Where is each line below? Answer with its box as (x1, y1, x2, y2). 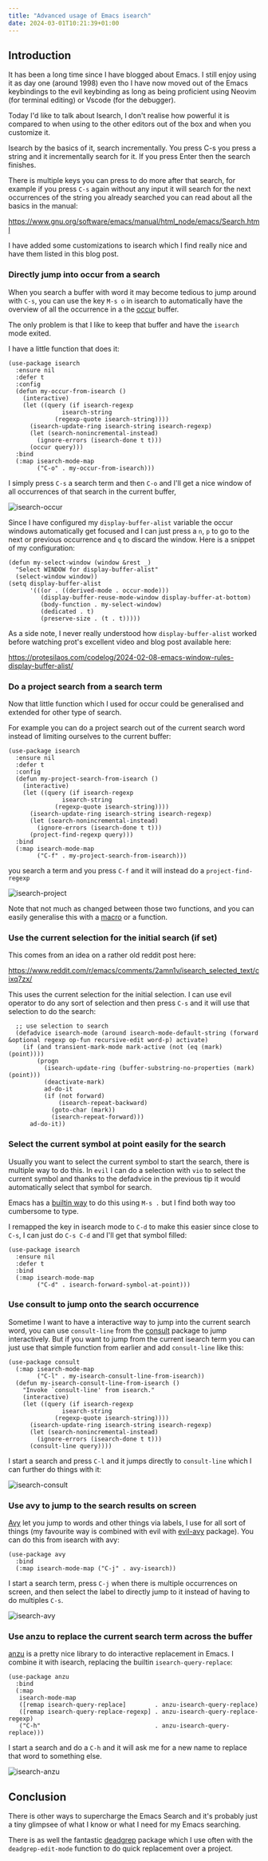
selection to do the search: (8, 1007, 97, 1016)
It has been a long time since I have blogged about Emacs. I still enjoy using (8, 70, 257, 80)
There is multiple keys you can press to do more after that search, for (8, 176, 236, 185)
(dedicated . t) (40, 607, 94, 615)
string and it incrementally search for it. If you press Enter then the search (8, 152, 251, 161)
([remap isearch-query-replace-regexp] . (18, 1708, 159, 1716)
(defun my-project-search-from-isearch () (15, 774, 159, 783)
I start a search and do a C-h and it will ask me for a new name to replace (8, 1743, 247, 1752)
